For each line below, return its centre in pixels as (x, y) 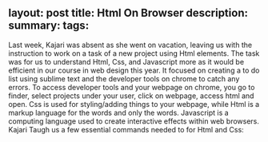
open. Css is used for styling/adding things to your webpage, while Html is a (134, 104)
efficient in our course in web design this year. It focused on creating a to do (134, 70)
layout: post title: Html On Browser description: (128, 13)
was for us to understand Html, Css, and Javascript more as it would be (126, 61)
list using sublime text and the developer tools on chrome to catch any (124, 78)
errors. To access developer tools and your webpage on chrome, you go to (132, 87)
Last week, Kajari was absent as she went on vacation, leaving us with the (130, 45)
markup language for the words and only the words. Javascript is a (119, 112)
